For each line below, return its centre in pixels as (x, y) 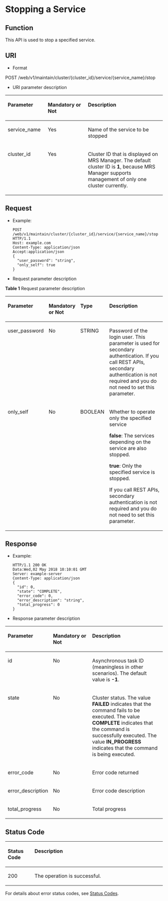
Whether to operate (132, 412)
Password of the (128, 330)
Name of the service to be (118, 129)
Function (19, 28)
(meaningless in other (118, 667)
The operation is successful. (67, 876)
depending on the (130, 442)
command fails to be (116, 710)
